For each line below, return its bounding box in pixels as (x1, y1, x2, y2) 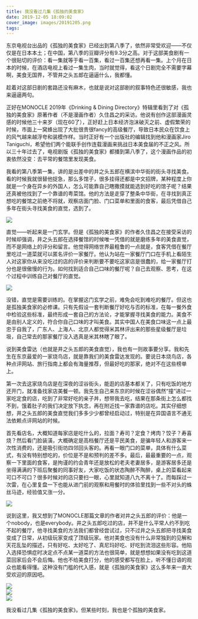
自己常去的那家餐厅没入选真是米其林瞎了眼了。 (16, 333, 130, 340)
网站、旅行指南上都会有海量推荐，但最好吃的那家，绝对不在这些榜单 (21, 360, 187, 367)
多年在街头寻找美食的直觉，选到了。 (6, 205, 94, 212)
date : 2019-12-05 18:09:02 (6, 14, 72, 20)
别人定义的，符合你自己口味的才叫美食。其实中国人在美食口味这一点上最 (16, 318, 192, 325)
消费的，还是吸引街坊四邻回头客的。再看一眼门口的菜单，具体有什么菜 (16, 445, 187, 452)
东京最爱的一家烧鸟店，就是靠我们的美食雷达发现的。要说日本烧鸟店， (16, 353, 187, 360)
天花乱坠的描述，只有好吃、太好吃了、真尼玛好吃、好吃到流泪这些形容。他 (6, 542, 187, 549)
